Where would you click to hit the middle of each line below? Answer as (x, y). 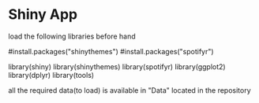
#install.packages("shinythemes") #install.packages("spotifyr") (111, 51)
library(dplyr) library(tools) (51, 75)
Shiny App (43, 15)
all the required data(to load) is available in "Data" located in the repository (129, 90)
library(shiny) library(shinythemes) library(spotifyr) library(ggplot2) (117, 66)
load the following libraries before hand (72, 36)
